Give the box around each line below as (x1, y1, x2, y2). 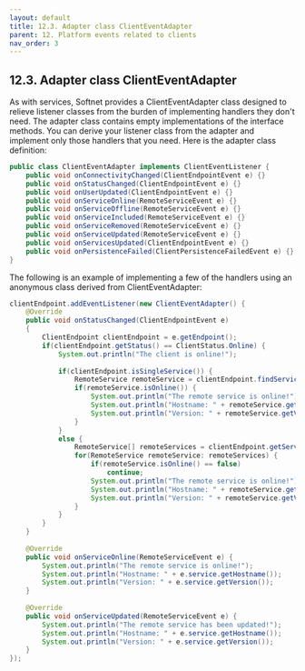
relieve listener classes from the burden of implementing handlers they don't (9, 106, 295, 117)
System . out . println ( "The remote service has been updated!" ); (42, 620, 282, 629)
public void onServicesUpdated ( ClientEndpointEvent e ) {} (25, 238, 250, 247)
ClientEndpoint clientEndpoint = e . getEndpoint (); (42, 333, 238, 342)
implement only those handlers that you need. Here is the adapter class (9, 135, 277, 146)
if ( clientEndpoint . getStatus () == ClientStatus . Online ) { (42, 341, 266, 350)
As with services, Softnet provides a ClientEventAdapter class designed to (9, 96, 288, 107)
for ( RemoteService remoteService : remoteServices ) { (74, 451, 279, 460)
